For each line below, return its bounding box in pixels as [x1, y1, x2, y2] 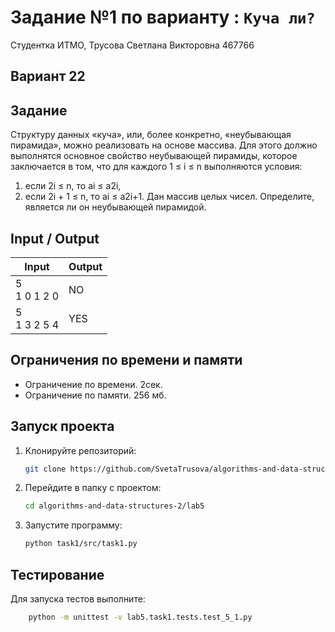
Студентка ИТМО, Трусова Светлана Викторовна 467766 [10, 39, 255, 51]
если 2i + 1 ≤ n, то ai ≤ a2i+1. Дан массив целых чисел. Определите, [24, 191, 315, 203]
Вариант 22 [10, 68, 86, 85]
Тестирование [10, 566, 105, 583]
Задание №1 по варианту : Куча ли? [10, 6, 316, 29]
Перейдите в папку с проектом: [24, 482, 162, 494]
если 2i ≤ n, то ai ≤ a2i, [24, 180, 122, 192]
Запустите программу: [24, 519, 123, 531]
